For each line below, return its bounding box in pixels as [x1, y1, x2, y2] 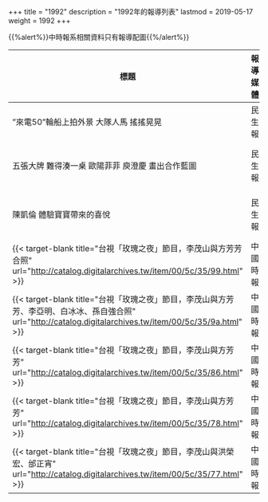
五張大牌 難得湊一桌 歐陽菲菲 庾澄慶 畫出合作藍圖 [12, 160, 197, 171]
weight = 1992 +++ [8, 16, 71, 25]
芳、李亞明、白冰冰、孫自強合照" [12, 306, 136, 316]
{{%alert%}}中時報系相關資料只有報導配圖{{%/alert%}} [8, 33, 190, 41]
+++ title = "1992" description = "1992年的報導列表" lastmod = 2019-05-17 [8, 7, 254, 16]
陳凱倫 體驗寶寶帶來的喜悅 [12, 210, 111, 220]
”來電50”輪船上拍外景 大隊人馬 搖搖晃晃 [12, 116, 162, 127]
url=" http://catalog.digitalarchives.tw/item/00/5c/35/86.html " [12, 367, 243, 378]
